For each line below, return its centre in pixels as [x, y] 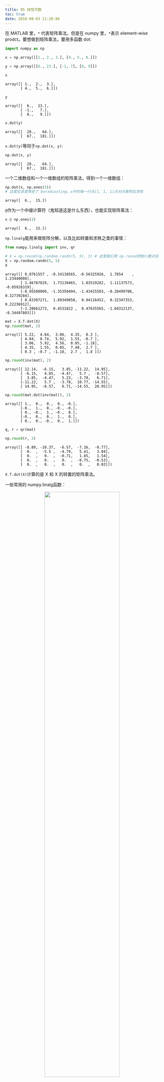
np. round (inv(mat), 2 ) [28, 361]
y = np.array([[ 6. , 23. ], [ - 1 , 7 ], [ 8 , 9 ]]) [51, 67]
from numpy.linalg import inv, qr [40, 247]
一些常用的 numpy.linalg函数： [36, 484]
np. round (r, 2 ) [20, 439]
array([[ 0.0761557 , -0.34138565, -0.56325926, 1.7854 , [70, 274]
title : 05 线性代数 [23, 10]
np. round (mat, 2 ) [23, 326]
